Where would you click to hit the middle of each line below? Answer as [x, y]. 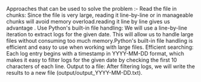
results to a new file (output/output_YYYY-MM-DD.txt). [74, 73]
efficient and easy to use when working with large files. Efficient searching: [100, 47]
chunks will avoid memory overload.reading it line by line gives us [88, 21]
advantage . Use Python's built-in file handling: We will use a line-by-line [97, 28]
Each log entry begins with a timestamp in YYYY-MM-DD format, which [95, 53]
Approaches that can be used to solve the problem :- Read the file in [92, 9]
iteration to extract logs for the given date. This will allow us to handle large [100, 34]
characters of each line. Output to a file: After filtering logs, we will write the [101, 66]
